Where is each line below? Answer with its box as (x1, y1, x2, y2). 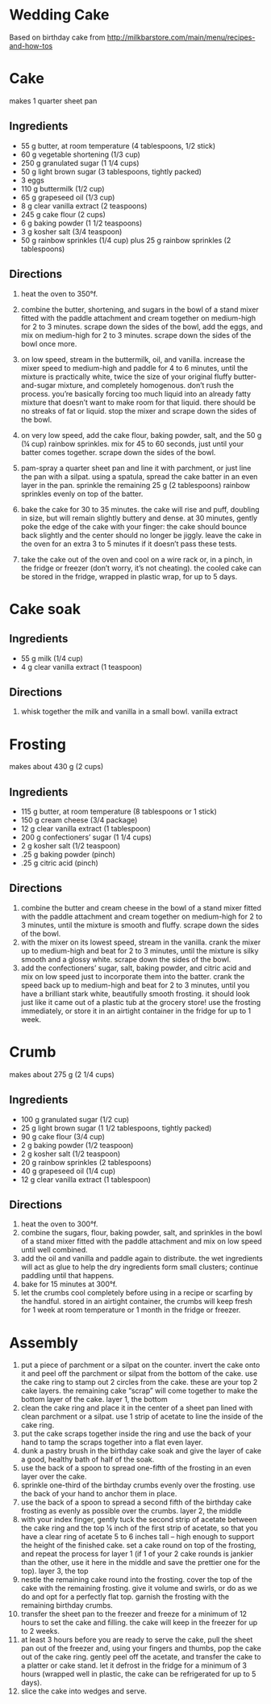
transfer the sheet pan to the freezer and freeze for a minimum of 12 (20, 1609, 248, 1619)
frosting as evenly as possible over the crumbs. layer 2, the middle (20, 1506, 242, 1516)
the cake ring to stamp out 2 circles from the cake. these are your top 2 (20, 1378, 258, 1387)
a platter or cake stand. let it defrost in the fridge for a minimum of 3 (20, 1660, 248, 1670)
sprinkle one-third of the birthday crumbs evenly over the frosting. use (20, 1480, 256, 1490)
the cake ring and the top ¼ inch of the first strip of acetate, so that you (20, 1523, 259, 1533)
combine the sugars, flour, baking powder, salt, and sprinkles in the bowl (20, 1228, 263, 1238)
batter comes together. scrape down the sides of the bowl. (20, 447, 216, 457)
